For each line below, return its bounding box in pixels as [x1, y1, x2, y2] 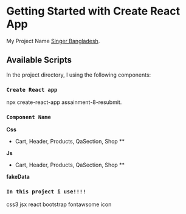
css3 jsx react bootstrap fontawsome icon [6, 201, 112, 208]
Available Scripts [6, 55, 72, 65]
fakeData [6, 173, 30, 181]
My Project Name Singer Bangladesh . [6, 37, 100, 44]
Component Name [6, 114, 52, 120]
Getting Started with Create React [6, 4, 181, 18]
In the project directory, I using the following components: [6, 71, 151, 78]
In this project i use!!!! [6, 188, 86, 195]
